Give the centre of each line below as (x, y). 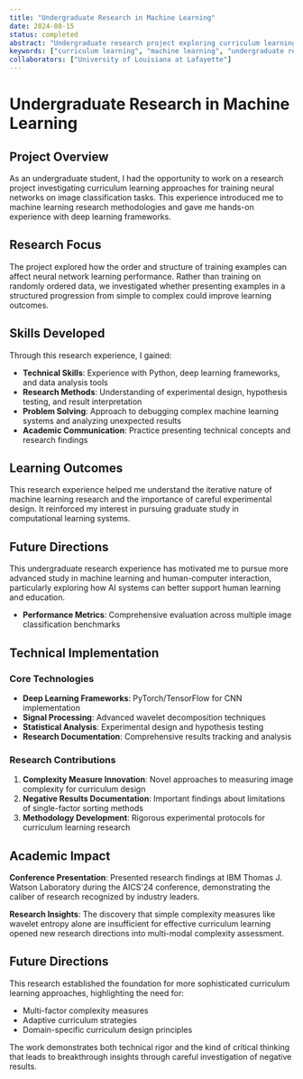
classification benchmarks (71, 624)
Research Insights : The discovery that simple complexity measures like (142, 914)
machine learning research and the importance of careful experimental (141, 499)
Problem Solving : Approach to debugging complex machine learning (151, 410)
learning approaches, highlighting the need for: (97, 992)
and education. (37, 597)
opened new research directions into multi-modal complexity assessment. (147, 934)
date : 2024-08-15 (42, 26)
